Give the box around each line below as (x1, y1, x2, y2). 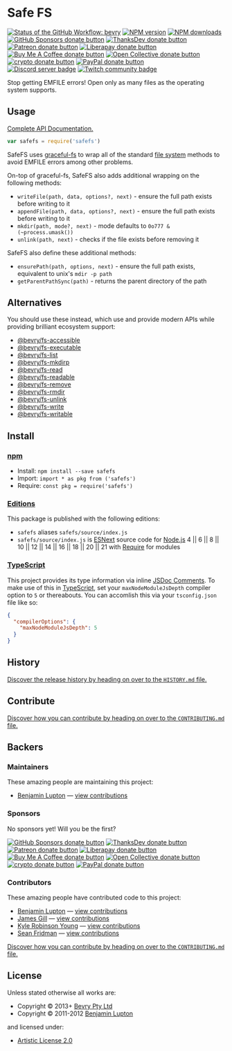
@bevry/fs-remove (17, 380, 71, 389)
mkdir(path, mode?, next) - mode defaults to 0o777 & (17, 221, 170, 230)
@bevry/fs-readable (17, 373, 75, 382)
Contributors (7, 877, 52, 887)
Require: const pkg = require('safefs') (17, 482, 133, 490)
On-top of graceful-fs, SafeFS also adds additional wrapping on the (7, 171, 199, 179)
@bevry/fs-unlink (17, 395, 67, 404)
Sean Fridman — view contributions (17, 929, 120, 937)
